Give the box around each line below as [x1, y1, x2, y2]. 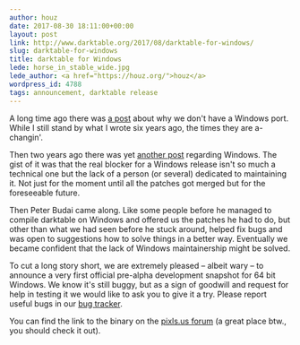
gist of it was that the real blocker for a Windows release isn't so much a [9, 159, 276, 169]
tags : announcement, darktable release [9, 88, 159, 97]
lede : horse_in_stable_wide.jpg [9, 64, 130, 73]
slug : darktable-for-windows [9, 47, 118, 56]
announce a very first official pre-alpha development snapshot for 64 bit [9, 270, 276, 280]
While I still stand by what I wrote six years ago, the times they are [9, 122, 253, 133]
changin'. [9, 132, 43, 142]
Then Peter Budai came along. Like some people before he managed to [9, 204, 272, 215]
